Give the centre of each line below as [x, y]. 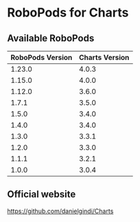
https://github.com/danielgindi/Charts [60, 211]
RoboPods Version [42, 58]
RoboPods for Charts [68, 13]
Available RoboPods [51, 38]
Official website [42, 194]
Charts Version [104, 58]
